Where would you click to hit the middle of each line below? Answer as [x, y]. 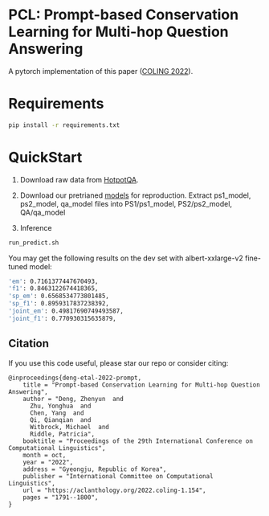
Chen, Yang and [57, 413]
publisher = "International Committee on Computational [118, 476]
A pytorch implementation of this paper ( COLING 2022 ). [101, 71]
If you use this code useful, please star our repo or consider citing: [118, 362]
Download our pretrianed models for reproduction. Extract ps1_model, [135, 195]
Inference [36, 227]
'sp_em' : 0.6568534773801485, [59, 296]
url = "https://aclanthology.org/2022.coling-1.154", [114, 490]
